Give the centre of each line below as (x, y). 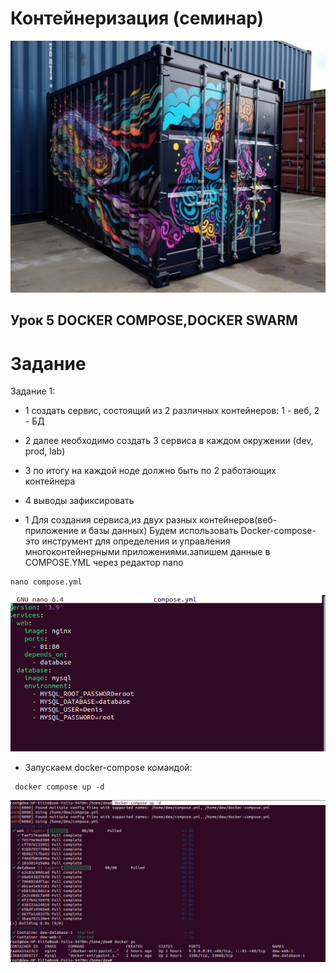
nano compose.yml (46, 582)
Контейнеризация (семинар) (137, 18)
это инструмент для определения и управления (127, 541)
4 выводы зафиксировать (79, 501)
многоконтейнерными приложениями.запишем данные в (147, 552)
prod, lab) (45, 451)
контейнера (50, 481)
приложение (51, 531)
